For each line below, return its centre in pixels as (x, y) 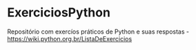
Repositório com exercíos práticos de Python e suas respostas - (98, 32)
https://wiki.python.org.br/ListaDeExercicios (70, 38)
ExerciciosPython (59, 13)
